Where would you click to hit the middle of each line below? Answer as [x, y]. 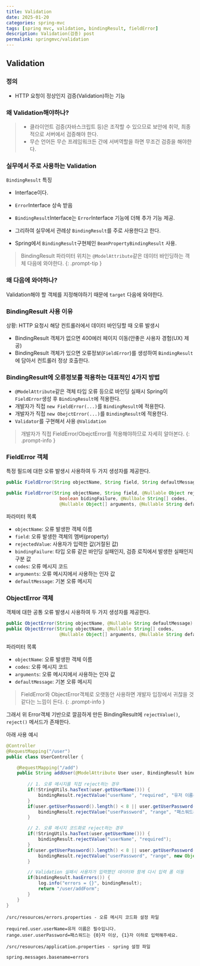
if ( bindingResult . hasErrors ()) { [69, 878]
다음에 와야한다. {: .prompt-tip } [65, 263]
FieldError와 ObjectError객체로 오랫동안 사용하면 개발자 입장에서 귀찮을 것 [107, 694]
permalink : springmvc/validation [48, 39]
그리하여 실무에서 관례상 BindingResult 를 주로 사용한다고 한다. [88, 230]
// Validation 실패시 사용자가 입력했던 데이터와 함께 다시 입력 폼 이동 [106, 872]
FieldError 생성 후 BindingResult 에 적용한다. [68, 399]
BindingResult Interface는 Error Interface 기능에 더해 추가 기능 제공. [95, 218]
